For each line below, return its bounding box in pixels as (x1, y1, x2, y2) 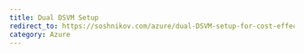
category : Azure (9, 30, 71, 39)
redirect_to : (9, 22, 59, 31)
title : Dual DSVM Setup (9, 13, 100, 22)
